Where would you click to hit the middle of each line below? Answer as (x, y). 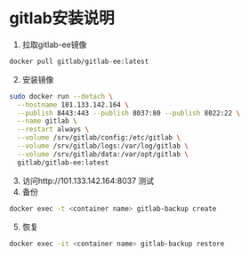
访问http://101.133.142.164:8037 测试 (88, 181)
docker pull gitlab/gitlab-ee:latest (79, 61)
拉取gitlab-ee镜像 (54, 44)
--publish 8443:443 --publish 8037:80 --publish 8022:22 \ (129, 113)
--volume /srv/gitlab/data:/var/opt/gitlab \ (103, 154)
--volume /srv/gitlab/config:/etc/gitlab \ (99, 138)
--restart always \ (53, 130)
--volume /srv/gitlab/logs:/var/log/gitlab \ (103, 146)
